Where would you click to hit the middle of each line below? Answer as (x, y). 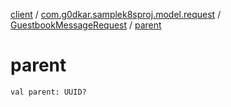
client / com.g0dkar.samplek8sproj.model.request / (116, 14)
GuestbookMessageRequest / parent (86, 25)
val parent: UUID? (48, 92)
